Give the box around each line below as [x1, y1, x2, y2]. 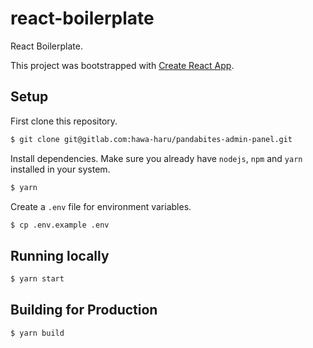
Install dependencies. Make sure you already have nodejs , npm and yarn [10, 152, 303, 164]
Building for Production [10, 302, 158, 319]
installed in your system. [10, 163, 111, 175]
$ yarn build [10, 328, 65, 338]
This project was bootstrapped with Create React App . [10, 59, 235, 71]
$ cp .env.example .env [10, 220, 110, 230]
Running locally [10, 247, 110, 264]
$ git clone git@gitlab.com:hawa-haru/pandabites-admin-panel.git [10, 134, 293, 144]
